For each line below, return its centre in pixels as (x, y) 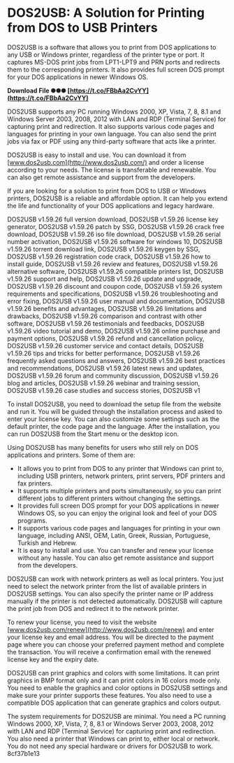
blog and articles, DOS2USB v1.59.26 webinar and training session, (104, 383)
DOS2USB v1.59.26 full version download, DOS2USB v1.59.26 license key (113, 219)
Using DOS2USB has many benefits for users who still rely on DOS (103, 447)
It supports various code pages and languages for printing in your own (119, 528)
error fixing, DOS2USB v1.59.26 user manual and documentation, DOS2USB (116, 301)
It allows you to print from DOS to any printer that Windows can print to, (120, 468)
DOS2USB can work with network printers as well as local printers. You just (116, 579)
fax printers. (35, 483)
